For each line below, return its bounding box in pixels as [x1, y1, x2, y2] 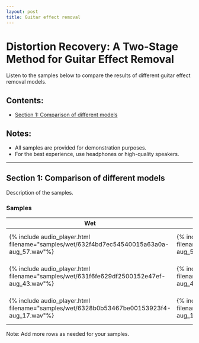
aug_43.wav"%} [9, 280, 54, 288]
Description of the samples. [6, 189, 74, 196]
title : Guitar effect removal [6, 14, 81, 20]
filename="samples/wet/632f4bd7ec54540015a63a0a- [9, 240, 169, 249]
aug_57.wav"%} [9, 247, 54, 256]
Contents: [6, 96, 44, 106]
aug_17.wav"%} [9, 312, 54, 320]
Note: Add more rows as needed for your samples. [6, 331, 129, 338]
